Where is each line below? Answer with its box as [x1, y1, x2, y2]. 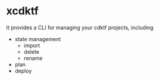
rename [23, 54, 43, 61]
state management [14, 35, 61, 42]
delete [23, 48, 40, 55]
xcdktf [6, 4, 39, 18]
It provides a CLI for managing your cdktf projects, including [6, 24, 154, 31]
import [23, 42, 40, 49]
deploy [14, 67, 32, 74]
